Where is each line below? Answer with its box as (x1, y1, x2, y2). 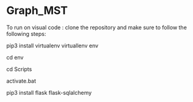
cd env (6, 53, 24, 61)
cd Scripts (6, 65, 32, 73)
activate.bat (6, 77, 37, 84)
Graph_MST (6, 4, 68, 18)
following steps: (6, 30, 46, 37)
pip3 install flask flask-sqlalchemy (6, 89, 92, 96)
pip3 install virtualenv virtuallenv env (6, 42, 99, 49)
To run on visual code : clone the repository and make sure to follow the (6, 24, 188, 31)
